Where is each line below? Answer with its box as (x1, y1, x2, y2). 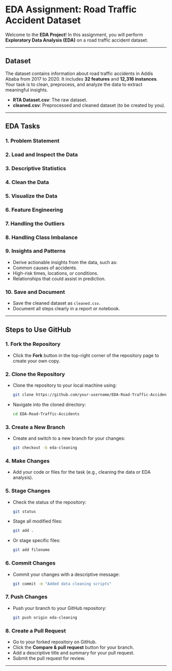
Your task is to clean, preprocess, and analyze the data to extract (5, 81, 143, 87)
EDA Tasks (5, 122, 40, 131)
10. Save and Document (5, 288, 65, 295)
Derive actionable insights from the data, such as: (12, 259, 118, 265)
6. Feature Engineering (5, 206, 63, 213)
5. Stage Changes (5, 487, 51, 494)
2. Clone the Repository (5, 370, 66, 378)
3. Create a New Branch (5, 423, 66, 431)
